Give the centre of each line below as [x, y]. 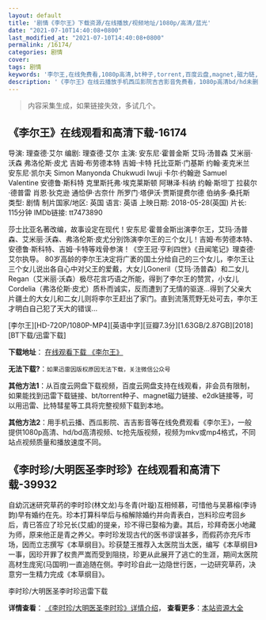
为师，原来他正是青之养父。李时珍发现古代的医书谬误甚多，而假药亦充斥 [126, 534]
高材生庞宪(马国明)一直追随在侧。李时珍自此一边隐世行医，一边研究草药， [129, 565]
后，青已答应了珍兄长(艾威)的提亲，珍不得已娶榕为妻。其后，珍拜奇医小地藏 [132, 525]
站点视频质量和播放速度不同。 [57, 442]
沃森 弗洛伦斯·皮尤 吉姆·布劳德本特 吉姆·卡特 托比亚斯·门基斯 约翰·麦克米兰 [129, 163]
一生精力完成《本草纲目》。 [65, 574]
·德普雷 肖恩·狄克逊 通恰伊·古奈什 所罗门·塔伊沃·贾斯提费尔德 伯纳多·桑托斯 [129, 193]
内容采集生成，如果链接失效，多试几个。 [93, 105]
